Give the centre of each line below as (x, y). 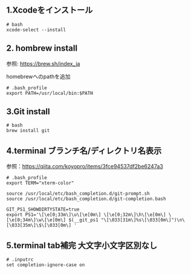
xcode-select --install (36, 30)
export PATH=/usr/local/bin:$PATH (50, 93)
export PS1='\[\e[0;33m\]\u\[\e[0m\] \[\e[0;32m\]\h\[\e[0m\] (86, 215)
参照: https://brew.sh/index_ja (43, 63)
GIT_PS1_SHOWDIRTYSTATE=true (43, 209)
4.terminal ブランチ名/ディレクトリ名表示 (84, 151)
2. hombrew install (42, 49)
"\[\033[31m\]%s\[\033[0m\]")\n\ (143, 220)
